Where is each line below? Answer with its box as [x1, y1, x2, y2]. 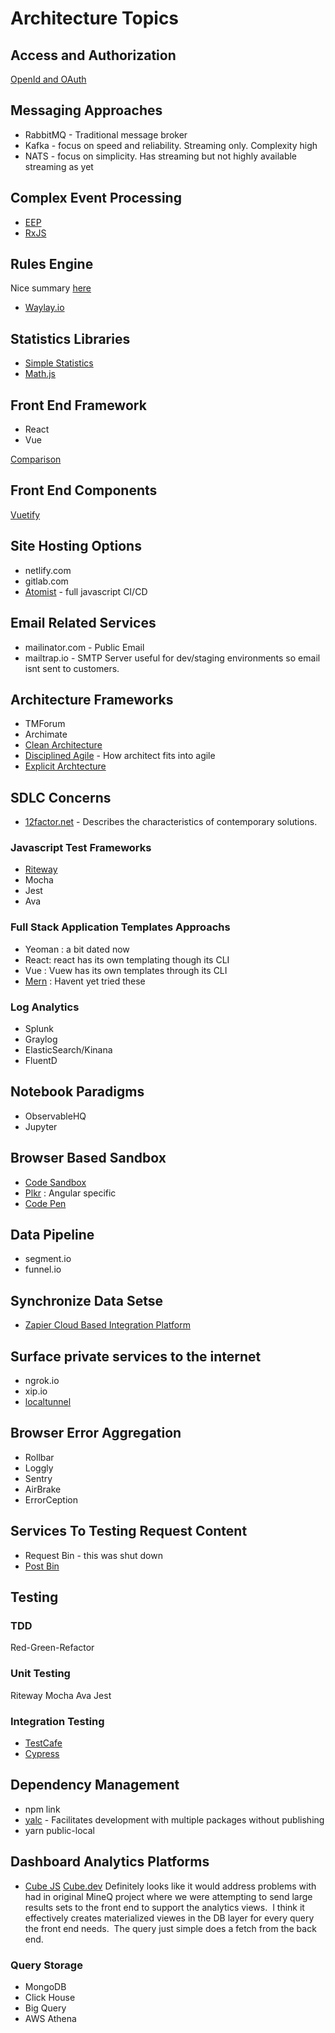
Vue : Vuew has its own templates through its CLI [24, 964, 228, 976]
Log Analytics [10, 1000, 80, 1014]
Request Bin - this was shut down [24, 1549, 163, 1561]
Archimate [24, 728, 68, 741]
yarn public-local [24, 1824, 95, 1836]
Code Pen [24, 1197, 67, 1209]
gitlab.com [24, 575, 69, 587]
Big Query [24, 2002, 67, 2014]
